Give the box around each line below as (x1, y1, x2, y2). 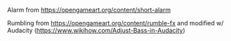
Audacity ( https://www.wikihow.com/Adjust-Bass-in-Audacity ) (7, 27, 186, 34)
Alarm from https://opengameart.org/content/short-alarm (7, 6, 171, 14)
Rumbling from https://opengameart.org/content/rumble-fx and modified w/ (7, 19, 224, 27)
